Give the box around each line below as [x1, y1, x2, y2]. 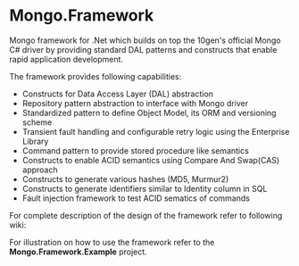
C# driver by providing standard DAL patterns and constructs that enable [9, 44, 278, 54]
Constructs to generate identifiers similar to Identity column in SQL [21, 183, 268, 194]
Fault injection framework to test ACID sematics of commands [21, 193, 250, 204]
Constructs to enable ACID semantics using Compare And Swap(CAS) [21, 154, 280, 165]
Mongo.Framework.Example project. [9, 246, 147, 257]
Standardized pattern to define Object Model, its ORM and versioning [21, 107, 277, 118]
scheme [21, 117, 53, 128]
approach [21, 164, 58, 175]
